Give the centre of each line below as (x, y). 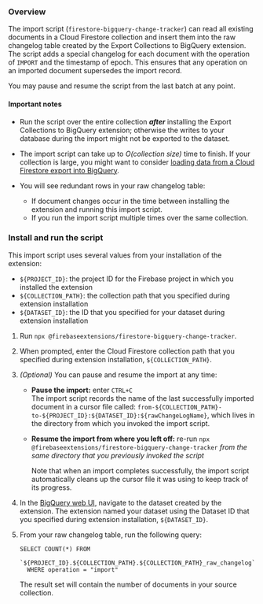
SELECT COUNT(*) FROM (55, 549)
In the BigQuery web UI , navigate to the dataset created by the (121, 502)
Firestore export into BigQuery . (69, 170)
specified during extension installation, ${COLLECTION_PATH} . (115, 359)
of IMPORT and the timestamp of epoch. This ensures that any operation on (128, 62)
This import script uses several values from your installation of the (115, 255)
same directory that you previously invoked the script (117, 455)
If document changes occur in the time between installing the (130, 201)
